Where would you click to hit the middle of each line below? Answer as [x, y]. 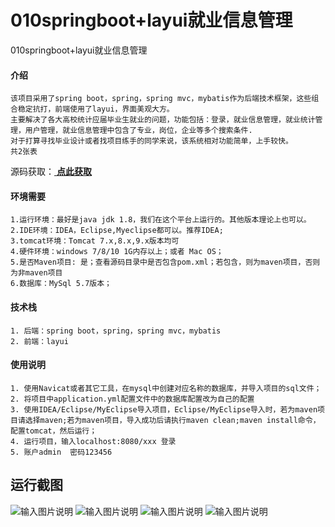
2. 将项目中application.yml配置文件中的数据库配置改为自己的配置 [132, 399]
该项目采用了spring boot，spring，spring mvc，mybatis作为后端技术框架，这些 [161, 99]
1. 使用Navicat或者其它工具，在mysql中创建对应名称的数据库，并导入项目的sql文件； [166, 388]
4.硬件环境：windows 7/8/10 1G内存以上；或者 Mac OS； [117, 252]
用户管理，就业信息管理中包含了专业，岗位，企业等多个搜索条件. [138, 131]
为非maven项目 [36, 273]
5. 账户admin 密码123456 [61, 452]
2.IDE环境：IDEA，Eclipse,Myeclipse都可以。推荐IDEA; [117, 231]
